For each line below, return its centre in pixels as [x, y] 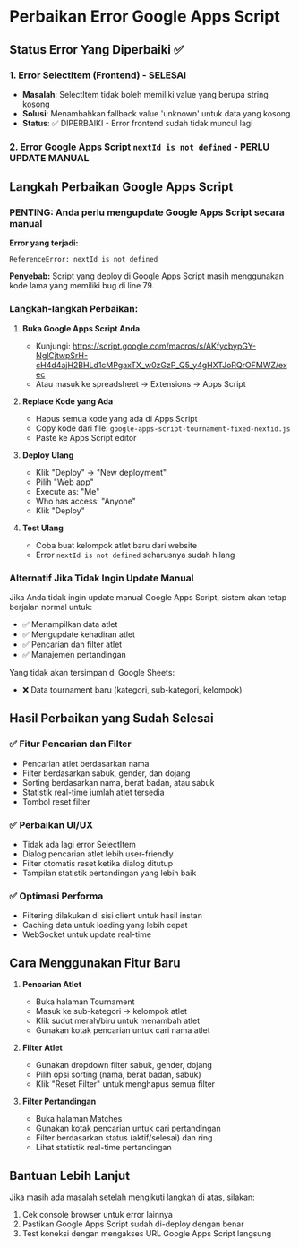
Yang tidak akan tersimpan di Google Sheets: [92, 673]
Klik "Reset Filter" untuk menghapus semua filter [125, 1084]
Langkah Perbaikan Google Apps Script [121, 187]
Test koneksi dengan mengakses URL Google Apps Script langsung [147, 1233]
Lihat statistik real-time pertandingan [103, 1148]
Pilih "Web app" [64, 482]
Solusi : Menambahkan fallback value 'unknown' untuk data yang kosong [156, 113]
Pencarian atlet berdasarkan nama [85, 763]
